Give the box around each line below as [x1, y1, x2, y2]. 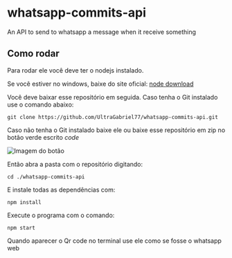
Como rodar [7, 48, 60, 59]
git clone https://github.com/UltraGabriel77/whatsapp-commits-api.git [7, 113, 218, 120]
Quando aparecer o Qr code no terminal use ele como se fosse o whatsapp [7, 237, 222, 245]
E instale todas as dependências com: [7, 185, 116, 194]
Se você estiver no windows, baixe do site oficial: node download [7, 80, 194, 88]
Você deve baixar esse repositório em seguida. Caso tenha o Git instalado [7, 93, 218, 101]
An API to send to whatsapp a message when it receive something [7, 28, 196, 36]
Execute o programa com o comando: [7, 211, 115, 219]
